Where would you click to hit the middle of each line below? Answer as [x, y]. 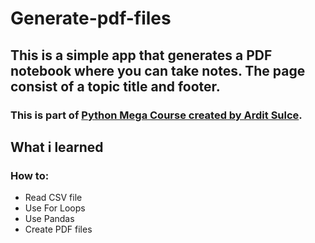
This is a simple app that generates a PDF [141, 55]
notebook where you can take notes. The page [158, 70]
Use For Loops [55, 208]
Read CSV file [53, 198]
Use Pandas [49, 219]
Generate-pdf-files [91, 18]
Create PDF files [58, 229]
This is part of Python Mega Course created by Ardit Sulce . [156, 115]
